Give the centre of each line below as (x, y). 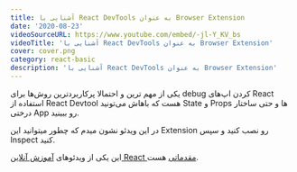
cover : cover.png (43, 51)
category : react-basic (53, 59)
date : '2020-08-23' (47, 26)
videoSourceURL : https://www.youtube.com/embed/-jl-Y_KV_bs (126, 34)
